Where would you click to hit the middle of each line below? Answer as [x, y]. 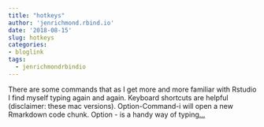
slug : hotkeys [32, 37]
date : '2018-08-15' [40, 30]
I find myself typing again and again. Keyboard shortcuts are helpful [118, 97]
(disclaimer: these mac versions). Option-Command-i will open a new [121, 106]
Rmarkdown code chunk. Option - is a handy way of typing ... [107, 114]
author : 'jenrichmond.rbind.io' [61, 23]
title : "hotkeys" [37, 15]
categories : [28, 45]
